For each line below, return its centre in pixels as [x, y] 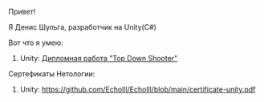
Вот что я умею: [36, 43]
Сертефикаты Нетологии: [52, 74]
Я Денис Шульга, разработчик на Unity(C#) [82, 27]
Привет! [22, 12]
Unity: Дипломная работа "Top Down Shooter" [99, 58]
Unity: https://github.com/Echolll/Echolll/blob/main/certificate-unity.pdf [138, 89]
